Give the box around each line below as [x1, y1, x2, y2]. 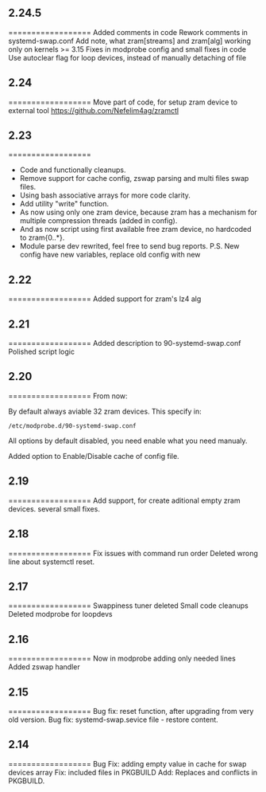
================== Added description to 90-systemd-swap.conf [8, 339, 241, 348]
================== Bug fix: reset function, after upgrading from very [8, 706, 254, 716]
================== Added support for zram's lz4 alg [8, 294, 202, 304]
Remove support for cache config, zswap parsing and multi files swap [19, 174, 249, 183]
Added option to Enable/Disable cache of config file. [8, 451, 180, 461]
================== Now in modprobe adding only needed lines [8, 653, 236, 664]
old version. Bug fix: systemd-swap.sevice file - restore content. [8, 715, 218, 724]
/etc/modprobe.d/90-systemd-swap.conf [8, 421, 137, 429]
